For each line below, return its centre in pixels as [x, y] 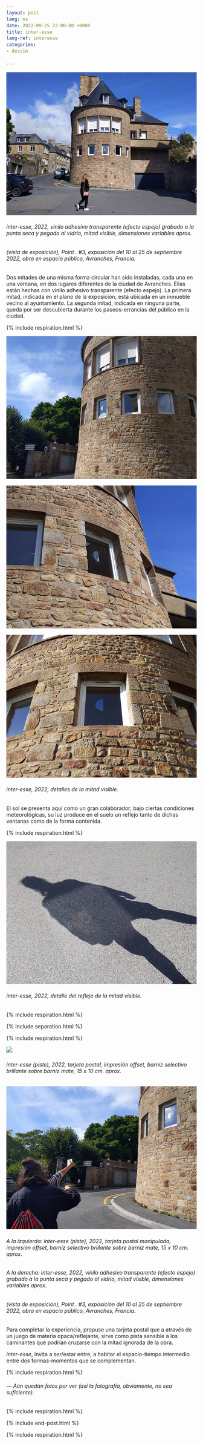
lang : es [17, 19]
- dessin [17, 51]
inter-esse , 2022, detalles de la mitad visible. [63, 789]
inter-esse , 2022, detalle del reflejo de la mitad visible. [74, 996]
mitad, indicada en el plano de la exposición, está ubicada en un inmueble [98, 296]
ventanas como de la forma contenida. [54, 821]
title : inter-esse [29, 32]
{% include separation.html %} [44, 1026]
